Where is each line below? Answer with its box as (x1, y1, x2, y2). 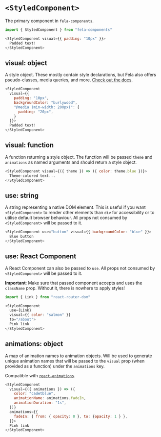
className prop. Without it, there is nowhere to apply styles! (5, 285, 125, 291)
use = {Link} (9, 308, 32, 313)
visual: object (5, 59, 47, 67)
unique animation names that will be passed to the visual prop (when (5, 358, 145, 364)
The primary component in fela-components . (5, 18, 94, 24)
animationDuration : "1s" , (14, 400, 67, 405)
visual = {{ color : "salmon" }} (9, 313, 71, 317)
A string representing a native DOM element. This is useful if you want (5, 204, 146, 210)
